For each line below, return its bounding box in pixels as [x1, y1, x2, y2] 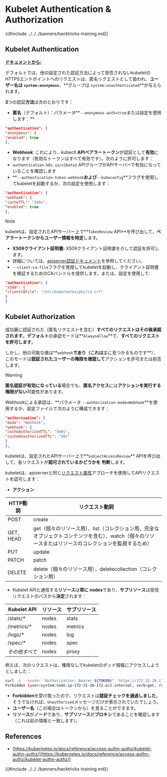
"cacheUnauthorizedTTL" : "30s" [5, 434, 70, 439]
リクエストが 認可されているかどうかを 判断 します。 [22, 459, 128, 465]
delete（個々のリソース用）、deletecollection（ [33, 565, 143, 572]
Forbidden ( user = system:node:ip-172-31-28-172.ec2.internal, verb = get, [5, 683, 157, 688]
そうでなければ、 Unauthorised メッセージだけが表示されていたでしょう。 [12, 699, 161, 705]
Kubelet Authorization [5, 313, 76, 321]
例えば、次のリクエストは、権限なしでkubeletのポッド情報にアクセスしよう [5, 662, 160, 668]
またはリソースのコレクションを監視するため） [43, 540, 153, 547]
